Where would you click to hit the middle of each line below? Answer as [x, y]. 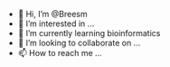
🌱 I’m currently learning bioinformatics [89, 33]
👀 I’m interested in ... [56, 24]
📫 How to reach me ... [60, 53]
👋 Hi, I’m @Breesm [52, 14]
